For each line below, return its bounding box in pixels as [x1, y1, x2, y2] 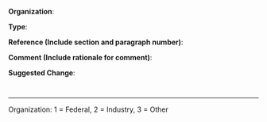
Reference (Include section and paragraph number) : [8, 37, 184, 47]
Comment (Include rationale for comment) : [8, 53, 153, 62]
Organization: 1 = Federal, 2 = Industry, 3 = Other [8, 105, 169, 114]
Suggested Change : [8, 68, 75, 78]
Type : [8, 22, 28, 31]
